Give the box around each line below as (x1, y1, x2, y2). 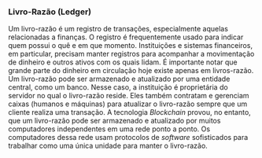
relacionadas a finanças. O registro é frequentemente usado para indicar (8, 32, 244, 42)
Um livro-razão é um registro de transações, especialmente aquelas (8, 24, 228, 34)
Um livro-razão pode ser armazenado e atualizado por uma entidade (8, 74, 231, 84)
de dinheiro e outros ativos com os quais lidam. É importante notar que (8, 57, 238, 67)
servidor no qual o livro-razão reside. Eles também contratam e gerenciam (8, 91, 249, 101)
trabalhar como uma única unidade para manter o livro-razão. (8, 141, 208, 151)
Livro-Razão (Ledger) (8, 6, 92, 17)
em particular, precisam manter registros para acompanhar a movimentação (8, 50, 255, 59)
